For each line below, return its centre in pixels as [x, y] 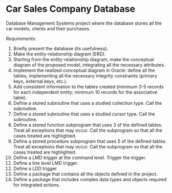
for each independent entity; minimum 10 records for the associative [85, 92]
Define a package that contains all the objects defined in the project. [85, 174]
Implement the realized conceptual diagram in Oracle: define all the [84, 70]
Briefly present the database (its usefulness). [61, 48]
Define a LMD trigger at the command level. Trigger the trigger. [80, 158]
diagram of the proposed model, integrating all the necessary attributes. [89, 65]
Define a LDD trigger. [36, 168]
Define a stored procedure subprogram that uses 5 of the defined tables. [90, 141]
